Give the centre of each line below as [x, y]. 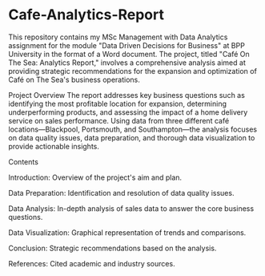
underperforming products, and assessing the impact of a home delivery [128, 112]
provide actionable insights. [54, 146]
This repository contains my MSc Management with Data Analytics [118, 37]
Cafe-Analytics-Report [86, 15]
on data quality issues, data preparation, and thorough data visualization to [132, 137]
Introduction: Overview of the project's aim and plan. [95, 177]
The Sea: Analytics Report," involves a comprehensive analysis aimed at [127, 63]
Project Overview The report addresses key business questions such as [127, 95]
